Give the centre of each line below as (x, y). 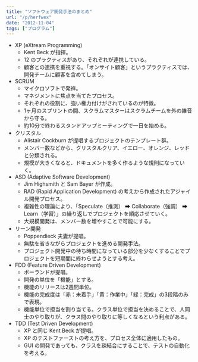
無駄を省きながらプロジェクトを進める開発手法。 (84, 244)
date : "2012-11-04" (30, 23)
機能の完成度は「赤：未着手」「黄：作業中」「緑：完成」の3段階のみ (106, 295)
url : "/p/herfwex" (29, 17)
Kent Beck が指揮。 (47, 52)
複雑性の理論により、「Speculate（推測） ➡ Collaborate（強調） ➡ (106, 207)
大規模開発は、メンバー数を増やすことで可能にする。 (89, 221)
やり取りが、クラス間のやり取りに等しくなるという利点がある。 (112, 317)
